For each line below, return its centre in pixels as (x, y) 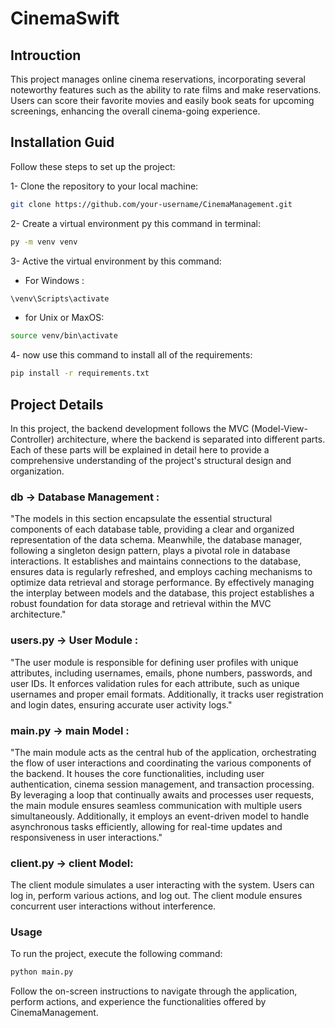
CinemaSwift (65, 18)
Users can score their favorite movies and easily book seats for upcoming (162, 100)
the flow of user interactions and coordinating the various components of (161, 763)
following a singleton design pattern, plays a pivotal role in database (150, 551)
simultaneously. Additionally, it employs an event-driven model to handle (160, 816)
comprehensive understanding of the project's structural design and (151, 460)
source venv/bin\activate (64, 336)
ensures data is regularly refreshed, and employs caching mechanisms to (161, 572)
